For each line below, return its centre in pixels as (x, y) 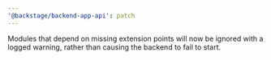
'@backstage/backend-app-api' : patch (71, 16)
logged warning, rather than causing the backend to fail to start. (114, 47)
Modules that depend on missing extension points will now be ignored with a (135, 38)
